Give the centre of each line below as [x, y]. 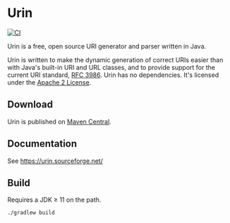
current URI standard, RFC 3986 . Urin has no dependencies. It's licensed [113, 75]
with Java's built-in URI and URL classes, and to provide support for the [111, 67]
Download [30, 105]
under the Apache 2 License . [49, 82]
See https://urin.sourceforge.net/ [55, 161]
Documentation [42, 144]
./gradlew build [31, 213]
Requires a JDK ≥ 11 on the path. [54, 200]
